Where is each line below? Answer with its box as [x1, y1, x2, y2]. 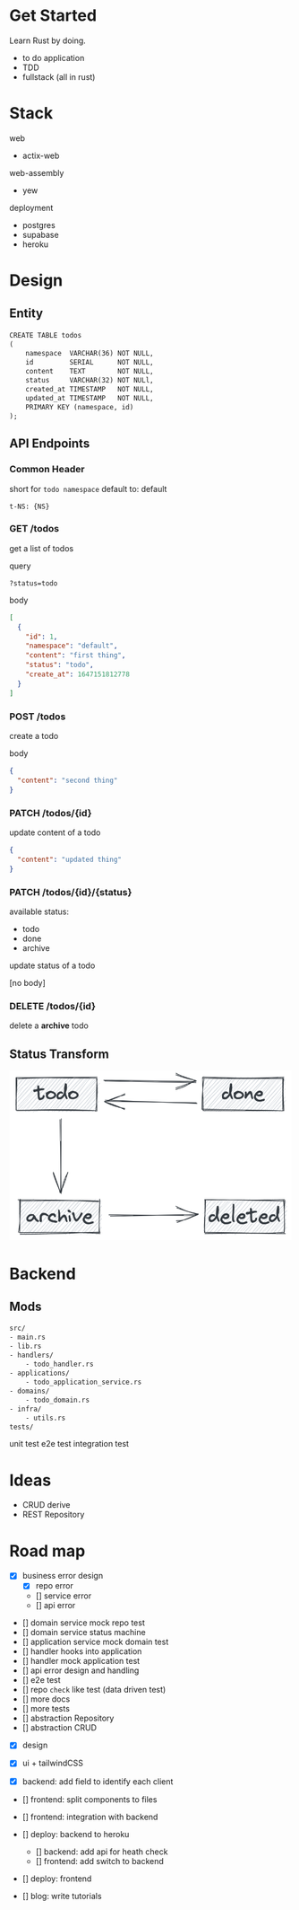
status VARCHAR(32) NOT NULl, [25, 375, 154, 384]
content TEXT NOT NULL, [25, 366, 154, 375]
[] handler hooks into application [21, 1646, 142, 1657]
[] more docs [21, 1694, 71, 1704]
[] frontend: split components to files [21, 1793, 158, 1805]
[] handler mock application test [21, 1656, 141, 1667]
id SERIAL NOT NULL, [25, 357, 154, 366]
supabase [21, 229, 60, 240]
